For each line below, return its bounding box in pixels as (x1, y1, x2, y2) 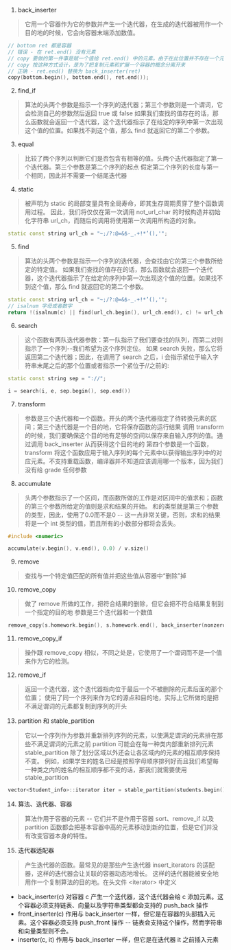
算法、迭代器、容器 (17, 800, 73, 808)
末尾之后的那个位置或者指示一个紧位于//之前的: (36, 361, 169, 369)
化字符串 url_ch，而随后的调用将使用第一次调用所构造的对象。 (24, 216, 200, 225)
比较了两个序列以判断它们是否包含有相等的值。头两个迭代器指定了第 (24, 154, 217, 163)
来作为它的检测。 (24, 657, 73, 665)
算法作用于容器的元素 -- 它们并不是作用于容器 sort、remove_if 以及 (24, 815, 215, 822)
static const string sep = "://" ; (8, 375, 107, 382)
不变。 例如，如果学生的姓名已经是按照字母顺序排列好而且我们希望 (24, 757, 213, 765)
